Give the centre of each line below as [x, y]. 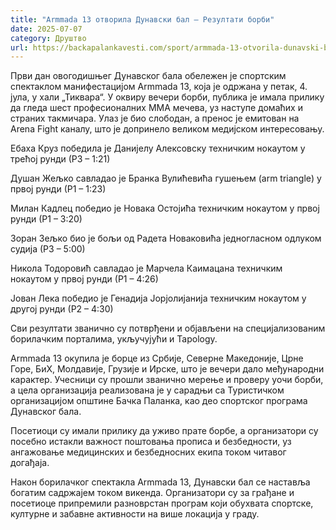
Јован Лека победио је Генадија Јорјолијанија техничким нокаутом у [158, 298]
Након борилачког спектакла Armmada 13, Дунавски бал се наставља [160, 482]
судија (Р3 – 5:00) [48, 249]
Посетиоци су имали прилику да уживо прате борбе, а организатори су [164, 431]
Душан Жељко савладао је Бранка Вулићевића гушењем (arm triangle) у [166, 178]
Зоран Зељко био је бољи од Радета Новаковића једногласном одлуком [166, 238]
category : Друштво [48, 38]
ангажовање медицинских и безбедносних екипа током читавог [148, 452]
